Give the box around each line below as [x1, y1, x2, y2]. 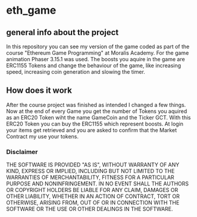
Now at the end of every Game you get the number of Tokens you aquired [6, 108, 187, 115]
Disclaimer [6, 147, 38, 156]
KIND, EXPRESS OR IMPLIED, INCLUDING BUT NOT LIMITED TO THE [6, 168, 175, 175]
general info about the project [6, 27, 119, 37]
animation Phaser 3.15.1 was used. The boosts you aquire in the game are [6, 56, 186, 62]
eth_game [6, 4, 57, 17]
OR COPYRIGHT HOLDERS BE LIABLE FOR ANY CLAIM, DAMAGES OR [6, 187, 179, 194]
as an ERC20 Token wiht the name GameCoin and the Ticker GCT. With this [6, 114, 191, 121]
